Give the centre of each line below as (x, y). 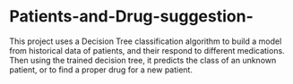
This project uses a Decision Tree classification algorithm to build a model (146, 41)
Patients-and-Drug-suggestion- (131, 17)
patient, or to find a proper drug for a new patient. (101, 70)
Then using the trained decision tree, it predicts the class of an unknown (143, 60)
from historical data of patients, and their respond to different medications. (147, 50)
